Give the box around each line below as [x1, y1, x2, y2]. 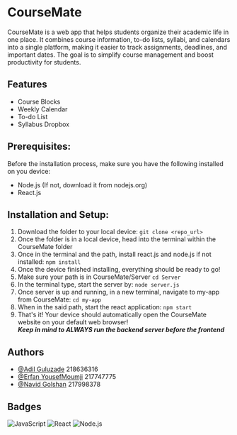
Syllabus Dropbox [17, 120, 69, 128]
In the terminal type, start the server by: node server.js [17, 280, 180, 289]
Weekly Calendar [17, 104, 68, 114]
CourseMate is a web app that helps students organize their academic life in [7, 28, 229, 36]
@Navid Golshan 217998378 [17, 380, 101, 389]
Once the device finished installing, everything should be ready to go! [17, 265, 221, 274]
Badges [7, 400, 42, 412]
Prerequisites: [7, 141, 71, 153]
